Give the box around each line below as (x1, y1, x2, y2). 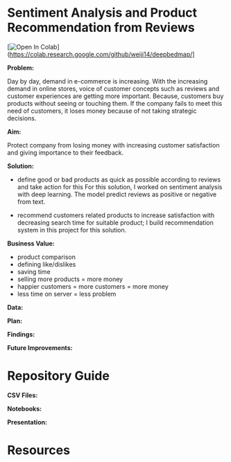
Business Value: (7, 239, 55, 248)
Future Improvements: (7, 343, 73, 352)
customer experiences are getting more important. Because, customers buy (7, 92, 224, 100)
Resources (7, 443, 71, 459)
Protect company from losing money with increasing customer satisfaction (7, 141, 220, 149)
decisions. (7, 113, 37, 122)
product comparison (17, 253, 76, 261)
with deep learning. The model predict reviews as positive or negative (17, 190, 217, 198)
